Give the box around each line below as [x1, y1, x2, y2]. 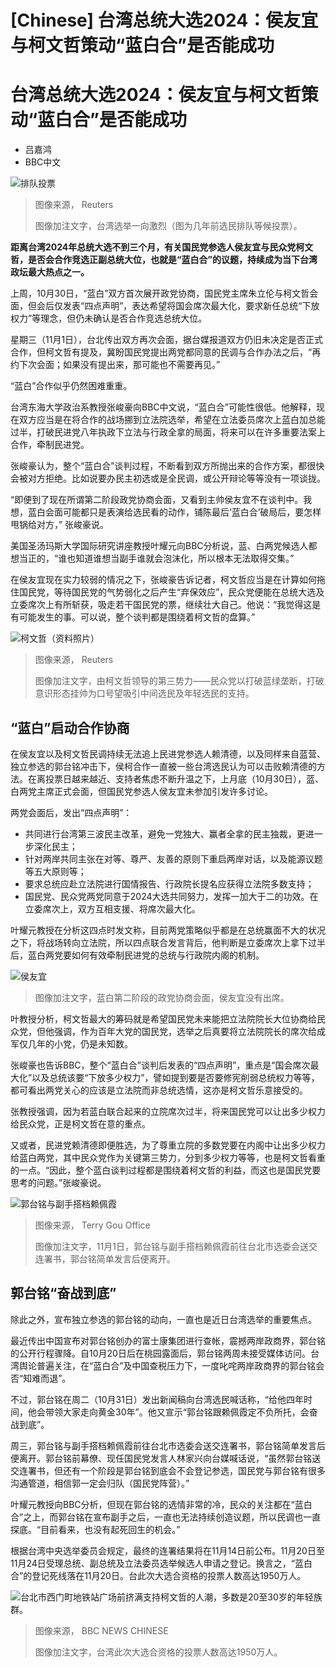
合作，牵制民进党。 [10, 439, 90, 451]
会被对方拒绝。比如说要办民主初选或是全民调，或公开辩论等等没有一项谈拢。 [10, 472, 326, 485]
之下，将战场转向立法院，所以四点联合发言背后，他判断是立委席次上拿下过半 [10, 936, 326, 948]
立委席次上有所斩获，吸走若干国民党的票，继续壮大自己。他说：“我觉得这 [10, 599, 313, 611]
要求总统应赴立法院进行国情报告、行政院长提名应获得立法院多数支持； [24, 877, 315, 890]
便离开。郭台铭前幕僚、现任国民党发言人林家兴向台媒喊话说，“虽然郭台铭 [10, 1452, 313, 1464]
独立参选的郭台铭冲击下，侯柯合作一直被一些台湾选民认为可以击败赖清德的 [10, 760, 317, 772]
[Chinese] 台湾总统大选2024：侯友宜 [10, 9, 319, 32]
